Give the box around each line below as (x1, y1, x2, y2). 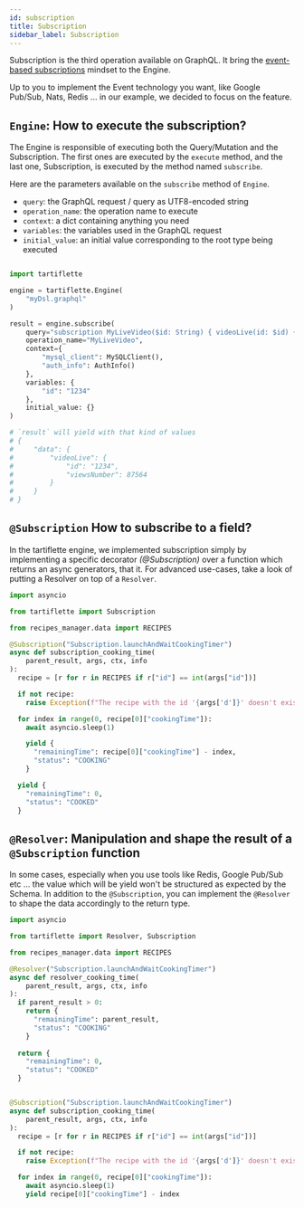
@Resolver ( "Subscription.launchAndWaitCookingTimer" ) (9, 965, 217, 974)
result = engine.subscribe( (9, 319, 116, 328)
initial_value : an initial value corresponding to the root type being (22, 234, 273, 245)
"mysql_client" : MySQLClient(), (42, 353, 165, 362)
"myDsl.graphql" (25, 294, 88, 303)
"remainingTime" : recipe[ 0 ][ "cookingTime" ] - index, (33, 747, 237, 756)
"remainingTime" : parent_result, (33, 1015, 160, 1024)
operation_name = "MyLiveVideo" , (25, 336, 144, 345)
